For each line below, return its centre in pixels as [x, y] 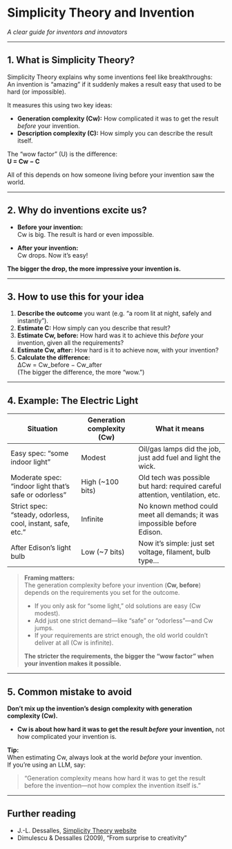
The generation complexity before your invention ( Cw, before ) [113, 585]
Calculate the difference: [54, 357]
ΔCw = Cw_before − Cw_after [59, 365]
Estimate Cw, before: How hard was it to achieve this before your [110, 336]
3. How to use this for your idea [76, 297]
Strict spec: [29, 506]
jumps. [44, 628]
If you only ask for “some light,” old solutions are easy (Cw [118, 606]
